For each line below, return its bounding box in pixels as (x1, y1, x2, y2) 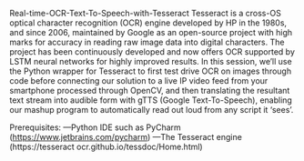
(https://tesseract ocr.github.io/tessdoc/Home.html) (9, 141, 203, 152)
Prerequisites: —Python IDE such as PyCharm (9, 122, 182, 133)
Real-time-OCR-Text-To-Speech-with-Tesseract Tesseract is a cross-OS (9, 8, 282, 18)
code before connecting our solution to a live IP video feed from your (9, 75, 269, 86)
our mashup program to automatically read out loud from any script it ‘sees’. (9, 105, 294, 115)
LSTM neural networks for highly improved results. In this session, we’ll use (9, 56, 293, 66)
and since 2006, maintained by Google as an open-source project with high (9, 27, 293, 37)
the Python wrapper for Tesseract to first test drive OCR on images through (9, 65, 292, 76)
